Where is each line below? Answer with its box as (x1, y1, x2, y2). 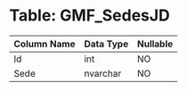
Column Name (13, 37, 76, 50)
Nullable (136, 37, 174, 50)
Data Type (84, 37, 129, 50)
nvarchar (84, 67, 122, 79)
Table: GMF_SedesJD (9, 5, 171, 26)
